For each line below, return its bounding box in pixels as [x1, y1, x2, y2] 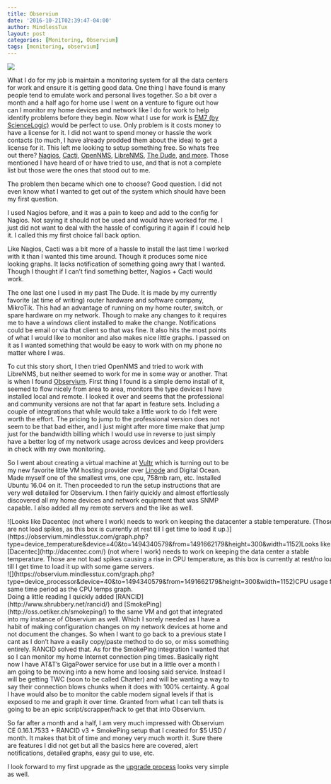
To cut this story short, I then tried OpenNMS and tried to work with [7, 362, 204, 370]
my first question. [7, 195, 59, 203]
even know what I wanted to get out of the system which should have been [7, 187, 226, 195]
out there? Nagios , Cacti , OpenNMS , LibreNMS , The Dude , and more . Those [7, 151, 229, 159]
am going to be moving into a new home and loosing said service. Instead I [7, 667, 226, 676]
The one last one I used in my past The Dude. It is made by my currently [7, 288, 217, 297]
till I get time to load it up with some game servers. [7, 563, 154, 571]
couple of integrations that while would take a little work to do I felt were [7, 407, 218, 416]
